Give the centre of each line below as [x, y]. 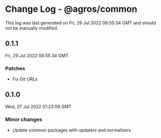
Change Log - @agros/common [71, 9]
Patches [15, 68]
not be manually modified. [32, 28]
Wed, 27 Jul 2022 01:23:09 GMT [38, 106]
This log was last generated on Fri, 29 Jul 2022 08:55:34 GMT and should [80, 23]
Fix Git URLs [25, 79]
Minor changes [24, 119]
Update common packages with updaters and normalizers [72, 130]
